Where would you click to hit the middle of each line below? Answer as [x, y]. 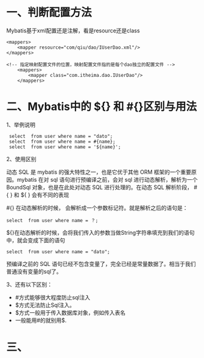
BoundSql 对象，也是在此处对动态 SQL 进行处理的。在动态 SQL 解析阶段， [100, 187]
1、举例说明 [21, 124]
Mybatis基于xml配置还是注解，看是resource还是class [73, 30]
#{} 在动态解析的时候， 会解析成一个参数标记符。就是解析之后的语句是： [97, 207]
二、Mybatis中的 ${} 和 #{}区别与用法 [101, 107]
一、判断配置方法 [49, 13]
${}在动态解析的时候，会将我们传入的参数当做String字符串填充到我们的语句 [100, 232]
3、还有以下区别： [30, 284]
